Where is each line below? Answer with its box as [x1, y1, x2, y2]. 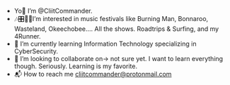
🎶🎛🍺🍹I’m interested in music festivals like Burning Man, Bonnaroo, [13, 15, 209, 22]
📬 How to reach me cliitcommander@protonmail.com [13, 70, 172, 78]
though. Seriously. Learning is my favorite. [13, 62, 138, 70]
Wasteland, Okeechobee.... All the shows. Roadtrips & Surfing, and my [13, 25, 219, 33]
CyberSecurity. [13, 47, 59, 55]
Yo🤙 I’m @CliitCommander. [13, 7, 93, 15]
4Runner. [13, 32, 41, 40]
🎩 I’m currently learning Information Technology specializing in [13, 39, 197, 48]
